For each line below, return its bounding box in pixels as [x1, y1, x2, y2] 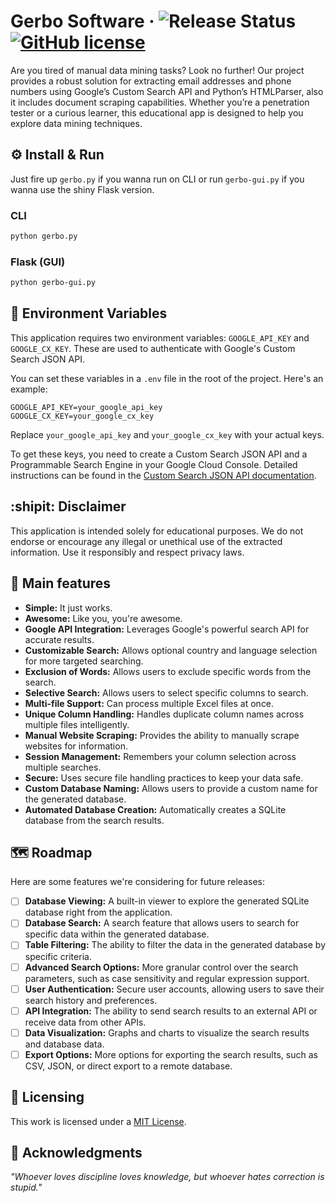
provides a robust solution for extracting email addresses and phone [10, 75, 292, 87]
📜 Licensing [10, 1089, 85, 1106]
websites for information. [24, 740, 128, 752]
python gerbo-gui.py [10, 278, 97, 288]
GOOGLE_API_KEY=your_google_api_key [10, 402, 163, 412]
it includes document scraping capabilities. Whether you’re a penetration [10, 96, 310, 108]
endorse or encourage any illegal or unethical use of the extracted [10, 535, 283, 547]
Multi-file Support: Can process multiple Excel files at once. [24, 697, 275, 709]
